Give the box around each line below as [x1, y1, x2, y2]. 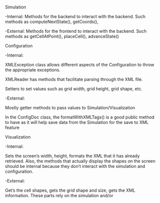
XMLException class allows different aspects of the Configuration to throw [5, 62, 155, 67]
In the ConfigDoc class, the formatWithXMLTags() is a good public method [5, 114, 155, 120]
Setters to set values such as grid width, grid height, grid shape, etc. [5, 86, 142, 92]
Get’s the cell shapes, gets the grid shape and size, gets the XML [5, 187, 136, 193]
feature [5, 124, 20, 130]
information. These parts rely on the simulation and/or [5, 193, 114, 198]
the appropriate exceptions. [5, 67, 61, 73]
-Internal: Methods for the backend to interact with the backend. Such [5, 14, 145, 19]
